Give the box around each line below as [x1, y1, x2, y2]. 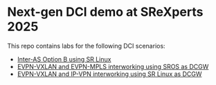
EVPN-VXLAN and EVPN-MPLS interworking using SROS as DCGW [17, 62, 209, 70]
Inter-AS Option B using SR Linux [17, 55, 111, 63]
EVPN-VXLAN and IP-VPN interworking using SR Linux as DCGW [17, 70, 202, 78]
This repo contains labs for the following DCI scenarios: [7, 41, 165, 50]
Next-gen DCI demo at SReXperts [7, 4, 204, 20]
